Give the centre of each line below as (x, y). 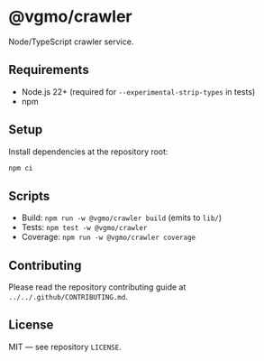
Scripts (29, 196)
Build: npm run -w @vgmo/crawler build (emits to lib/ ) (122, 218)
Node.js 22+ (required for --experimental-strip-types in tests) (138, 91)
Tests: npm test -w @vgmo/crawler (84, 227)
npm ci (21, 168)
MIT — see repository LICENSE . (65, 347)
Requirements (49, 70)
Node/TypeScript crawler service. (71, 42)
